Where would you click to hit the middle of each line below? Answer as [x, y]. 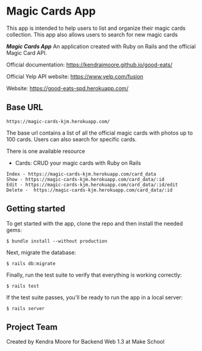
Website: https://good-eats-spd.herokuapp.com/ [68, 88]
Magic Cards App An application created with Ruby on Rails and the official [101, 46]
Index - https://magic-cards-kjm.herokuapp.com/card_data [81, 174]
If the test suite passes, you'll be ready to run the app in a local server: [95, 297]
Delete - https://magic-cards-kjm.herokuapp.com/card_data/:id [89, 190]
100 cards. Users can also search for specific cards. [71, 139]
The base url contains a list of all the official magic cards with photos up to [100, 133]
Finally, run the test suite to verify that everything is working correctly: [94, 275]
